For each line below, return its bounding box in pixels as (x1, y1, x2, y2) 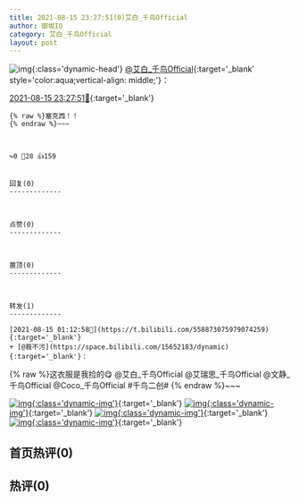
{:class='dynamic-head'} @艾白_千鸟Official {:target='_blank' (31, 64, 255, 74)
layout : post (9, 38, 58, 47)
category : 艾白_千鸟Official (9, 30, 112, 38)
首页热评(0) (9, 445, 73, 461)
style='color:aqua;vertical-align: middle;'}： (9, 75, 170, 86)
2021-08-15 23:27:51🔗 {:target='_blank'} (9, 93, 154, 104)
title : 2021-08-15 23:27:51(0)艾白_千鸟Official (9, 13, 188, 22)
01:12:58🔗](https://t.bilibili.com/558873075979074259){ (56, 326, 270, 335)
